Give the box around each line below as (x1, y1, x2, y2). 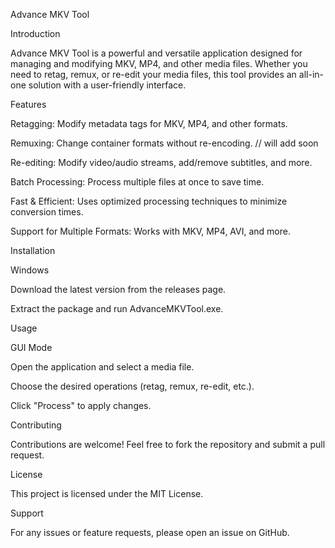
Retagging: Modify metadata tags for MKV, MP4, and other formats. (10, 118, 288, 129)
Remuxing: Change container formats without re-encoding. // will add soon (10, 137, 319, 149)
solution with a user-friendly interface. (28, 79, 187, 91)
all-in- (298, 69, 324, 80)
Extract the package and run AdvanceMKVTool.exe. (10, 303, 224, 314)
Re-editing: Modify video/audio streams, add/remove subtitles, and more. (10, 157, 313, 168)
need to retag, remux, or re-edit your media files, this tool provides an (10, 69, 297, 80)
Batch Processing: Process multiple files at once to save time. (10, 176, 265, 188)
